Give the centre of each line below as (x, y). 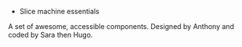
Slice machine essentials (59, 11)
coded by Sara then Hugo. (51, 35)
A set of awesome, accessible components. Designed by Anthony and (121, 26)
